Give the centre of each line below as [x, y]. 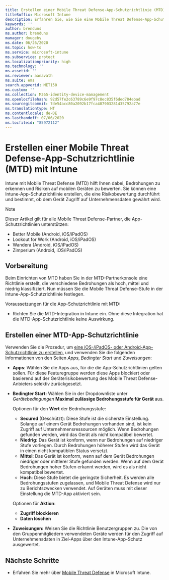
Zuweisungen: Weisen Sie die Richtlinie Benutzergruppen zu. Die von [85, 528]
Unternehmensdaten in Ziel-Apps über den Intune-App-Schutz [77, 539]
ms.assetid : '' [21, 71]
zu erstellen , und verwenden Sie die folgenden [87, 353]
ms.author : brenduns [27, 33]
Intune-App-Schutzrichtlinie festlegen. [45, 294]
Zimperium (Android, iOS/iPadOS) [47, 250]
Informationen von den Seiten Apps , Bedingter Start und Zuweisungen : [79, 358]
